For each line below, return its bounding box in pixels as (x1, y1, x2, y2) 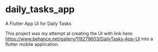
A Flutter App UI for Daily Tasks (5, 20, 72, 27)
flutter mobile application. (5, 41, 59, 47)
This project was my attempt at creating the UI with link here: (5, 30, 134, 36)
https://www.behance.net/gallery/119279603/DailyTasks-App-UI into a (5, 36, 153, 42)
